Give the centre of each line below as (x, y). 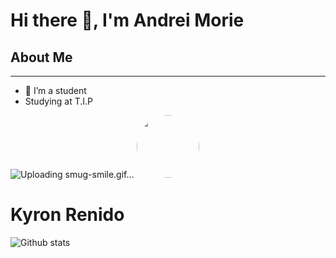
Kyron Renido (67, 215)
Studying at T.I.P (59, 101)
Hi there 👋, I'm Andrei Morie (127, 20)
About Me (41, 57)
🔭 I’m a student (55, 90)
